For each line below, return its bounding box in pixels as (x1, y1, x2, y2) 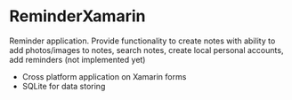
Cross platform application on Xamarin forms (21, 71, 187, 81)
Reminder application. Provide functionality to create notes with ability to (9, 35, 276, 46)
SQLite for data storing (21, 81, 106, 91)
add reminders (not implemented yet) (9, 54, 146, 65)
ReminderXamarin (9, 6, 146, 27)
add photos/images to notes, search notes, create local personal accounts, (9, 44, 284, 55)
